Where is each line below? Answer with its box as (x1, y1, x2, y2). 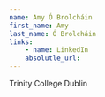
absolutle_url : (25, 54, 81, 63)
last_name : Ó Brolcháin (9, 29, 97, 38)
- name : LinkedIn (25, 46, 89, 55)
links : (9, 37, 34, 47)
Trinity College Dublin (9, 78, 88, 88)
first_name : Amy (9, 21, 69, 30)
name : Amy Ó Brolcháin (9, 12, 93, 22)
